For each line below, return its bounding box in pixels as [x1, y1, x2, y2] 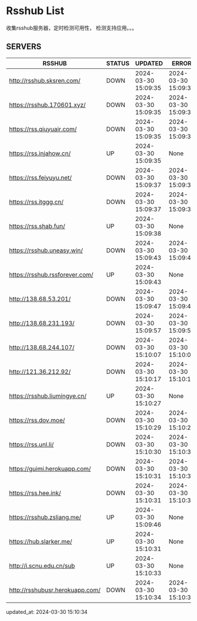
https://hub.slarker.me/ [9, 537, 72, 545]
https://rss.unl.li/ [9, 440, 54, 448]
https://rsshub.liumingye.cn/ [9, 392, 87, 400]
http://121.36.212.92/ [9, 368, 71, 376]
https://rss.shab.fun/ [9, 222, 66, 230]
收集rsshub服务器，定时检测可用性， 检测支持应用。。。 [6, 24, 138, 31]
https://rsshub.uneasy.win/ [9, 246, 83, 254]
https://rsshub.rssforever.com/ [9, 271, 94, 279]
